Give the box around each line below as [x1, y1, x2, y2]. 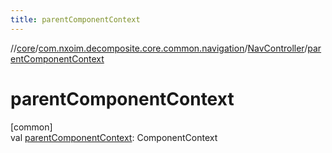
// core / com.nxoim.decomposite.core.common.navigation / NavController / [10, 42, 308, 54]
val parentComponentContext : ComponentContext [10, 131, 218, 143]
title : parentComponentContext [10, 14, 141, 25]
